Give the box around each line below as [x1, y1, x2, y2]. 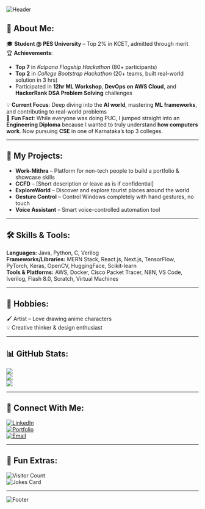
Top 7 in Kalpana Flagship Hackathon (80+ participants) [15, 63, 157, 70]
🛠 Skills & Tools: [6, 230, 71, 240]
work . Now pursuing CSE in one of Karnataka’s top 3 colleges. [6, 127, 164, 134]
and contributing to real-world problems [6, 107, 107, 115]
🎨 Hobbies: [6, 298, 49, 309]
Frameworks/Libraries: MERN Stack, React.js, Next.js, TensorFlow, [6, 256, 176, 263]
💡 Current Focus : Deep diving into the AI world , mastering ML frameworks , [6, 101, 197, 108]
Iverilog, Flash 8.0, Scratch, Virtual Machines [6, 275, 119, 283]
